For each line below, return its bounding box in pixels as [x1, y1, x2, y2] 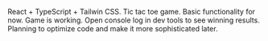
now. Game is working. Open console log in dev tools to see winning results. [7, 15, 261, 25]
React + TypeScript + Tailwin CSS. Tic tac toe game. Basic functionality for [7, 7, 255, 16]
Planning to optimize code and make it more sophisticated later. [7, 24, 218, 33]
